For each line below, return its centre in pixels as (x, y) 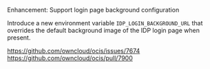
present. (19, 38)
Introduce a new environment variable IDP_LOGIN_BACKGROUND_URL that (105, 23)
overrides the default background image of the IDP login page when (103, 30)
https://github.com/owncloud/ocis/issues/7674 (74, 51)
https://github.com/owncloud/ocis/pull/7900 (70, 58)
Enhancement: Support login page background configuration (93, 10)
